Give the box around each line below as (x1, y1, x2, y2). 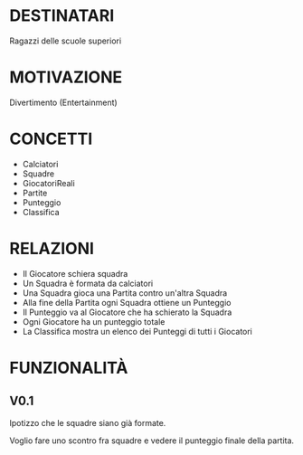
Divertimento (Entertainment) (9, 97, 118, 108)
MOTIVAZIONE (9, 67, 123, 88)
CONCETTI (9, 128, 93, 149)
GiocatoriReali (22, 177, 75, 188)
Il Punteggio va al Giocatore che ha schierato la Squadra (22, 307, 232, 318)
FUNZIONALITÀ (9, 357, 128, 378)
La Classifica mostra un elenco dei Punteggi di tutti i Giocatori (22, 326, 253, 337)
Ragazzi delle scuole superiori (9, 35, 122, 46)
